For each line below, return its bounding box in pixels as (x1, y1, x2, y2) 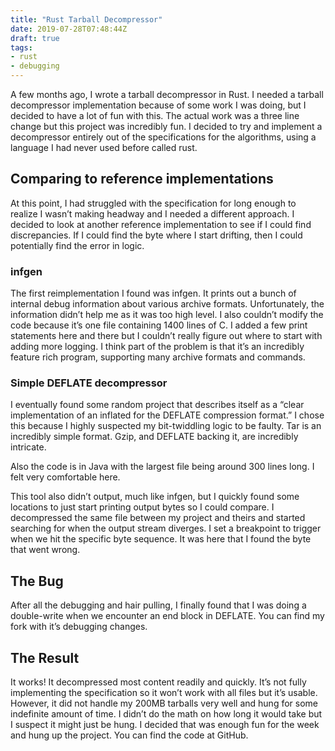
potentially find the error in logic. (10, 239, 145, 251)
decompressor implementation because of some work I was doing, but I (10, 99, 307, 111)
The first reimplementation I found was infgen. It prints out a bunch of (10, 287, 297, 300)
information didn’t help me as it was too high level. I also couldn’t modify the (10, 309, 324, 321)
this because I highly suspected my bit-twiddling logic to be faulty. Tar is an (10, 420, 322, 432)
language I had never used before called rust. (10, 142, 198, 153)
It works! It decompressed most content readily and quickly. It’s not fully (10, 676, 307, 688)
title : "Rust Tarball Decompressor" (10, 14, 163, 25)
